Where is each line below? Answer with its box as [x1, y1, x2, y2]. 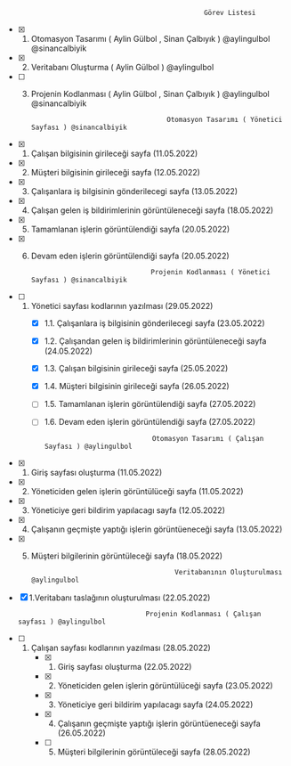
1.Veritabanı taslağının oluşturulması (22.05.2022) [28, 592, 211, 603]
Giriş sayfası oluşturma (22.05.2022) [57, 662, 192, 672]
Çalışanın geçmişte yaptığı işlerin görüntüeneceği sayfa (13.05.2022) [30, 524, 283, 534]
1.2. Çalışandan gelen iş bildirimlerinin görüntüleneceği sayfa [44, 336, 267, 346]
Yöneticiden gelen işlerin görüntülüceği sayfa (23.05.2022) [57, 680, 273, 691]
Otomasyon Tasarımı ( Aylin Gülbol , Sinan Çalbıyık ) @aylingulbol [30, 34, 271, 44]
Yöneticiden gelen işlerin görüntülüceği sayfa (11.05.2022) [30, 486, 244, 497]
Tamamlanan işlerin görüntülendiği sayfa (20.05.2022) [30, 224, 230, 234]
